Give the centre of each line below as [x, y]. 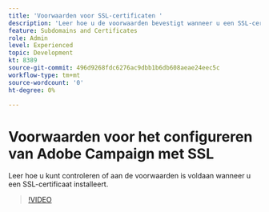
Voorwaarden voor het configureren [130, 136]
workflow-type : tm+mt [44, 75]
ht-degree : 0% [32, 90]
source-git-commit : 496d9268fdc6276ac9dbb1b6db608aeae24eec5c [114, 68]
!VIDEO [40, 200]
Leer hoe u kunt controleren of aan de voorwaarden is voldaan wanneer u [130, 176]
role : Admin [28, 38]
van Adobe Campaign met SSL [111, 154]
